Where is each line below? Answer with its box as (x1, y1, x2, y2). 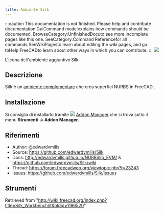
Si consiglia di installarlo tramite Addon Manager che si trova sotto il (5, 112, 148, 118)
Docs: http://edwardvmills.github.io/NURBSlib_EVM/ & (12, 155, 121, 161)
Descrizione (5, 71, 43, 79)
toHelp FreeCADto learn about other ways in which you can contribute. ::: (5, 47, 153, 53)
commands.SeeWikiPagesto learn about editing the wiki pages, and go (5, 41, 148, 47)
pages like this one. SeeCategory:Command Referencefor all (5, 36, 127, 42)
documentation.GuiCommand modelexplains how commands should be (5, 25, 149, 32)
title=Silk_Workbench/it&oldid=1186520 (5, 202, 84, 208)
